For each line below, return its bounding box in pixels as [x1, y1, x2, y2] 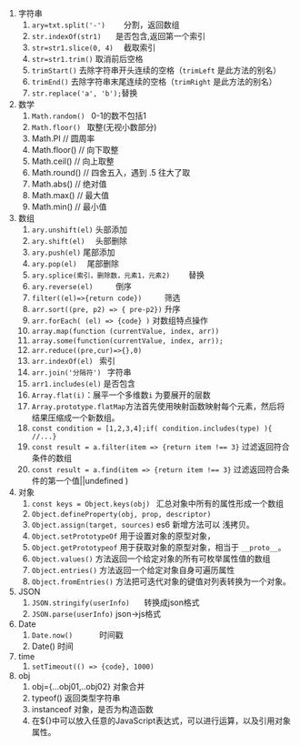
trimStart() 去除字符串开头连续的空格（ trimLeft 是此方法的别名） [31, 65, 282, 76]
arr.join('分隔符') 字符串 [31, 367, 132, 378]
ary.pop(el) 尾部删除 [31, 258, 120, 268]
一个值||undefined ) [55, 476, 129, 486]
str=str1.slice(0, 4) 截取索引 [31, 42, 156, 53]
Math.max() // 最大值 [31, 190, 109, 200]
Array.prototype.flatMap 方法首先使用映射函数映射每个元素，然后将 [31, 401, 285, 411]
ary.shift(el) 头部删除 [31, 236, 127, 246]
